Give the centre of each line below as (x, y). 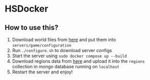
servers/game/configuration (42, 46)
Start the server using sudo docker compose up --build (69, 56)
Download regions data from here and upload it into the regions (78, 61)
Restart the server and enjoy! (42, 72)
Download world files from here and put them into (64, 39)
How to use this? (32, 28)
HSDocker (27, 9)
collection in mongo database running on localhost (66, 67)
